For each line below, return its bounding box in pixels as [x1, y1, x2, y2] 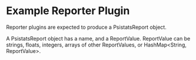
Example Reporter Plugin [6, 4, 130, 18]
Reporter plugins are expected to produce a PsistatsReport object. [6, 24, 167, 31]
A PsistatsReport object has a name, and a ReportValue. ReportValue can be [6, 35, 191, 42]
